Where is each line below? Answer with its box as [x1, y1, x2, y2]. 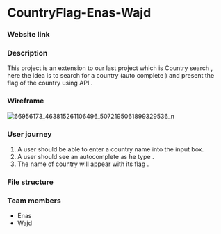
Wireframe [7, 96, 44, 106]
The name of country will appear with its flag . [17, 160, 149, 168]
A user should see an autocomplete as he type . [17, 153, 154, 160]
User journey [7, 129, 52, 139]
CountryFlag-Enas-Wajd [7, 5, 152, 21]
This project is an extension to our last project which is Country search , [7, 64, 213, 72]
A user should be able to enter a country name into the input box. [17, 145, 204, 153]
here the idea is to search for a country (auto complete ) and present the [7, 72, 215, 80]
